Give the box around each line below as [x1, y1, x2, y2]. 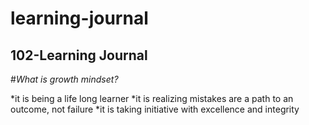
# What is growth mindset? [10, 73, 119, 85]
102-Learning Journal [10, 47, 148, 64]
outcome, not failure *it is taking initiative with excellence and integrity [10, 103, 300, 115]
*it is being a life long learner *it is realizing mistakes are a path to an [10, 93, 294, 104]
